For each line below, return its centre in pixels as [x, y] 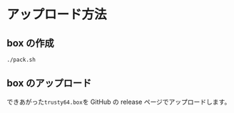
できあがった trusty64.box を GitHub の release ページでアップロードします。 [119, 102]
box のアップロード [49, 84]
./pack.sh [21, 60]
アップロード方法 [57, 15]
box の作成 [30, 43]
